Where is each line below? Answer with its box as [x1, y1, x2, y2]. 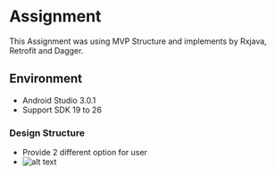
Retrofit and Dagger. [9, 45, 84, 55]
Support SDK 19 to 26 [21, 104, 103, 115]
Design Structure [9, 127, 85, 139]
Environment [9, 71, 83, 87]
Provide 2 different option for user [21, 147, 147, 158]
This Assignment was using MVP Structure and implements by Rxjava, [9, 36, 268, 46]
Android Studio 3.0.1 [21, 95, 96, 105]
